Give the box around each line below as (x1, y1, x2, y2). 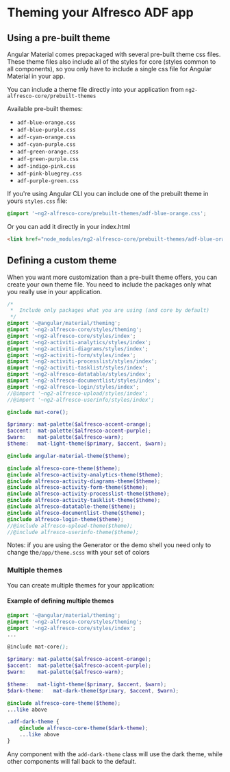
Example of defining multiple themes (7, 596, 114, 605)
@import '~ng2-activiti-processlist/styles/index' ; (7, 358, 157, 365)
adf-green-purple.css (16, 156, 79, 162)
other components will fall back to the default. (7, 757, 137, 765)
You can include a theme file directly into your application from (7, 86, 184, 93)
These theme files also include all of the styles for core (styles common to (7, 58, 216, 66)
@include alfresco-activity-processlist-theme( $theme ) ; (7, 490, 170, 498)
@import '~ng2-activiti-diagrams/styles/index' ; (7, 345, 149, 352)
